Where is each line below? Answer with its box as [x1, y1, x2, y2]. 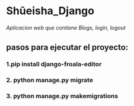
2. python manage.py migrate [6, 76, 94, 84]
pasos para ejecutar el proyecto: [6, 43, 129, 53]
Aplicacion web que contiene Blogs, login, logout [6, 24, 126, 31]
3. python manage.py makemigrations [6, 92, 119, 100]
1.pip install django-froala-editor [6, 60, 102, 69]
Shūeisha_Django [6, 4, 95, 18]
